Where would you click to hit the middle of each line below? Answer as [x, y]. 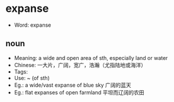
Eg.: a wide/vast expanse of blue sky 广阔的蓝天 [72, 85]
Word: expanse [33, 25]
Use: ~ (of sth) [32, 78]
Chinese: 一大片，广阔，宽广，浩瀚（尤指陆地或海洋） [80, 65]
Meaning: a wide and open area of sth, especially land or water [91, 58]
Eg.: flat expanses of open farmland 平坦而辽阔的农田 [79, 92]
